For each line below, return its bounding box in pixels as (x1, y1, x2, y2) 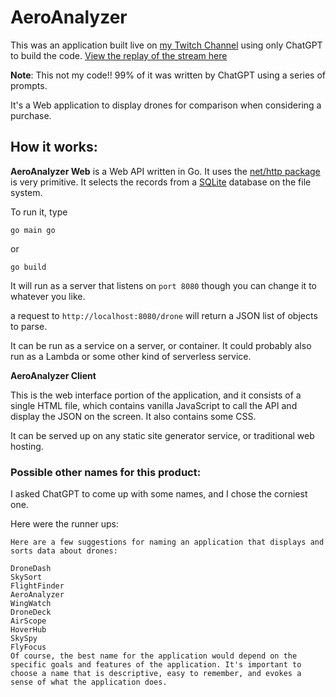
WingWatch (10, 599, 52, 609)
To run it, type (10, 206, 68, 218)
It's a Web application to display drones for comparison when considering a (10, 99, 322, 111)
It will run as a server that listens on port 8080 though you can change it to (10, 279, 317, 291)
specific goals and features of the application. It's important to (10, 660, 302, 670)
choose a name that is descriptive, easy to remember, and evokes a (10, 669, 302, 679)
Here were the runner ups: (10, 518, 119, 530)
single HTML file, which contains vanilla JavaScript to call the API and (10, 399, 298, 411)
